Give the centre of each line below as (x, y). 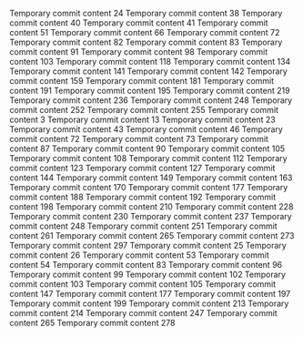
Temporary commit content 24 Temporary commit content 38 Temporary (146, 13)
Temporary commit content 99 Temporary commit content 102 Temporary (148, 274)
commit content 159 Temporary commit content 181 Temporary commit (142, 81)
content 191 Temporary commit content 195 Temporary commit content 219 (150, 91)
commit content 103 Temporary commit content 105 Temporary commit (143, 284)
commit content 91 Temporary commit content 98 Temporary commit (139, 52)
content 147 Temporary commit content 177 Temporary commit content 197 (150, 294)
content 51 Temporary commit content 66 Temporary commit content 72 (145, 32)
